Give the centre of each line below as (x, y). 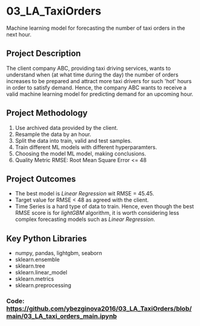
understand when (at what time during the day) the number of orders (92, 75)
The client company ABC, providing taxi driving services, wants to (88, 68)
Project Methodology (47, 113)
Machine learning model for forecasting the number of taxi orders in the (96, 28)
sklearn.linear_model (41, 273)
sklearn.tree (30, 266)
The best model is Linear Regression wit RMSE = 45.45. (85, 194)
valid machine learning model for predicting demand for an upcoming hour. (100, 94)
